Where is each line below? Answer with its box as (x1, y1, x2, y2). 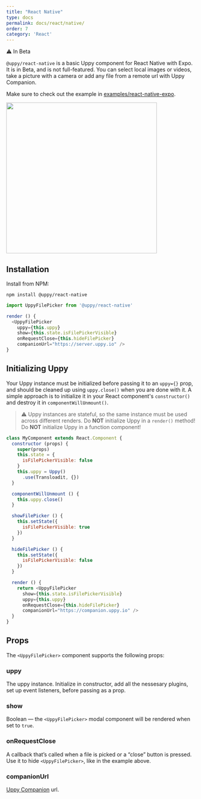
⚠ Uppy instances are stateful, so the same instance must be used (20, 410, 188, 418)
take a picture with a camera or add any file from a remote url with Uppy (6, 72, 185, 80)
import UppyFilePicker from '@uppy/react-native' (6, 302, 134, 308)
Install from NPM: (6, 280, 49, 287)
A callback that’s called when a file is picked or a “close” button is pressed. (6, 751, 192, 758)
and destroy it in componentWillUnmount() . (6, 399, 109, 406)
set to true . (6, 722, 34, 729)
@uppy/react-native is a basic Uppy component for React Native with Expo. (6, 60, 193, 67)
